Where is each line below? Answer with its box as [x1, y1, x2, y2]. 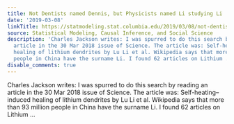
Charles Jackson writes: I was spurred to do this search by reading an [7, 80, 208, 89]
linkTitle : [7, 23, 39, 30]
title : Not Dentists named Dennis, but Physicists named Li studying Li [7, 10, 223, 17]
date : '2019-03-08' [7, 17, 64, 24]
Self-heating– [180, 88, 219, 96]
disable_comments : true [7, 62, 77, 69]
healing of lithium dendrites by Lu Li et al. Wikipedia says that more [32, 95, 225, 104]
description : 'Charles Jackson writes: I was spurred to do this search [7, 36, 223, 43]
